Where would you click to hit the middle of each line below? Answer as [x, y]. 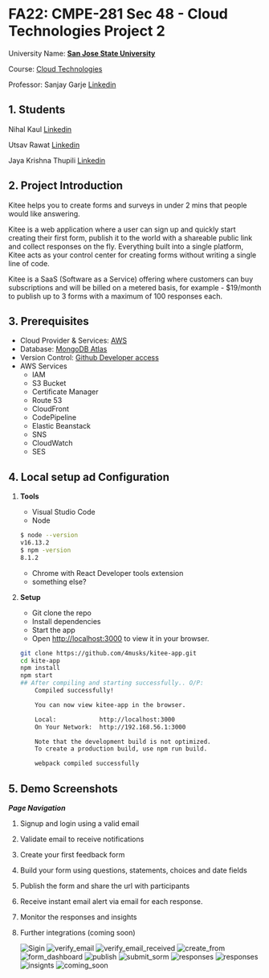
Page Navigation [37, 808]
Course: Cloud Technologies [55, 68]
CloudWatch [53, 443]
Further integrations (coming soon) [77, 933]
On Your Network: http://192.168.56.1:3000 [110, 727]
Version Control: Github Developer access [89, 358]
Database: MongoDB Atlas [63, 349]
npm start [37, 676]
